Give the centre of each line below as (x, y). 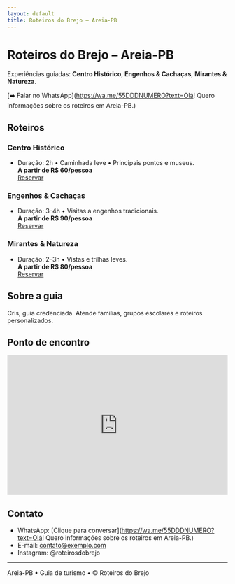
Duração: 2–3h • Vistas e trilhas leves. (72, 259)
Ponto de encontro (48, 342)
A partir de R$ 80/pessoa (55, 266)
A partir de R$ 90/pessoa (55, 218)
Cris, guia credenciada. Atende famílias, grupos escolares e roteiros (105, 313)
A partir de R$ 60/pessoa (55, 170)
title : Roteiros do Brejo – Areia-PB (62, 20)
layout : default (31, 14)
